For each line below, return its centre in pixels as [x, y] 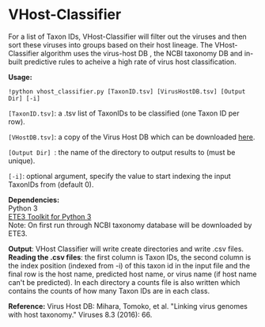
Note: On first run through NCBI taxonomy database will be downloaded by [130, 225]
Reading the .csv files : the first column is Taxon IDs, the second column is [130, 257]
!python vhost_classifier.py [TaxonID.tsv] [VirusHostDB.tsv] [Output [127, 91]
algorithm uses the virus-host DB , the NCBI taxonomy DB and [142, 53]
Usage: [21, 77]
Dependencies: [34, 200]
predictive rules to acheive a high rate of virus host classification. [131, 62]
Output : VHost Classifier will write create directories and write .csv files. [126, 249]
